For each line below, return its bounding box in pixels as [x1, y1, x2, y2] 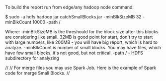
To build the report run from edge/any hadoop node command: [5, 4, 134, 10]
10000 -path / [32, 19, 61, 25]
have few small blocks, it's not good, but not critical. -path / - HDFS [5, 50, 143, 56]
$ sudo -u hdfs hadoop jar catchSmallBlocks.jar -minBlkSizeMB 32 [5, 14, 142, 19]
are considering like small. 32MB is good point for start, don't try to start [5, 34, 153, 40]
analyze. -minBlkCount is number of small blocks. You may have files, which [5, 45, 162, 50]
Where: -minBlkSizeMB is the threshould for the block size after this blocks [5, 29, 159, 34]
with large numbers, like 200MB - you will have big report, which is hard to [5, 39, 158, 45]
